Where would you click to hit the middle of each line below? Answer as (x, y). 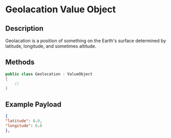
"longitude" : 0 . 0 (24, 126)
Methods (20, 62)
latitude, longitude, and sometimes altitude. (51, 46)
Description (24, 28)
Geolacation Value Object (61, 9)
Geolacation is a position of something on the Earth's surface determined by (86, 41)
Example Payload (33, 104)
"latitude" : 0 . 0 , (24, 121)
